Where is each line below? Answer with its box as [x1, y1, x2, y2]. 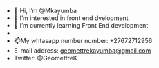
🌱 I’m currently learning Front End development [13, 22, 149, 29]
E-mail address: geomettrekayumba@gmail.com [13, 46, 151, 55]
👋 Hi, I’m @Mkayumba [13, 7, 77, 15]
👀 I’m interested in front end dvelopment [13, 14, 129, 22]
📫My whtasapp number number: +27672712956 [13, 37, 153, 44]
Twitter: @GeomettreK [13, 54, 77, 62]
